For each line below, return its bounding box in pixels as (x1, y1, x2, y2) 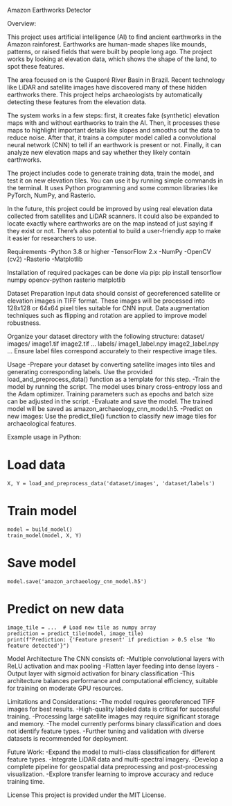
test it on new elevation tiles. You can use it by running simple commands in (7, 176, 224, 185)
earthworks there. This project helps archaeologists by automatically (7, 90, 203, 99)
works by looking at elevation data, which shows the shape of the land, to (7, 55, 217, 63)
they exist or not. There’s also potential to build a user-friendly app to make (7, 227, 222, 235)
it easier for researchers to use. (7, 234, 97, 242)
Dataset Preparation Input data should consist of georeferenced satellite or (7, 289, 221, 297)
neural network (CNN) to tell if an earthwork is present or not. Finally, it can (7, 141, 222, 149)
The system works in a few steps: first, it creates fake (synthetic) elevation (7, 111, 220, 119)
